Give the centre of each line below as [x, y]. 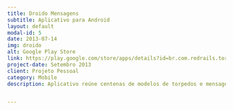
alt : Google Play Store [42, 52]
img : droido [24, 45]
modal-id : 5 [24, 33]
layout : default [31, 26]
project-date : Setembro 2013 [49, 65]
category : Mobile [32, 77]
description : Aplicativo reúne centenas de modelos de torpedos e [105, 84]
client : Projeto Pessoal [43, 71]
